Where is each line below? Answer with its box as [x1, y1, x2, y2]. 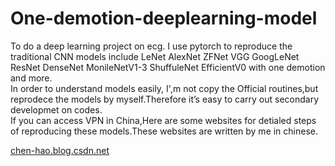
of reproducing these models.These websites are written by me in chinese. [10, 125, 319, 137]
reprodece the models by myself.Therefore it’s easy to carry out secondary [10, 93, 319, 105]
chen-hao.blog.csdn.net [10, 144, 110, 156]
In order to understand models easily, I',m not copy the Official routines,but [10, 82, 319, 94]
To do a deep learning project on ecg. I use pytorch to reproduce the [10, 40, 293, 52]
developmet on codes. [10, 103, 103, 116]
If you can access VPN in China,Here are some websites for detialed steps [10, 114, 317, 126]
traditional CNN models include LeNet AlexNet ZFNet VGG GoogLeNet [10, 50, 300, 62]
